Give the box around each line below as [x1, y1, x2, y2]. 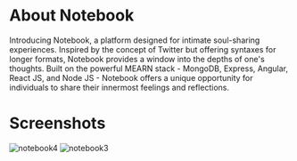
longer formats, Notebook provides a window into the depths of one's [9, 53, 265, 64]
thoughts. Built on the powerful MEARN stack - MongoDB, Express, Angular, [9, 63, 288, 74]
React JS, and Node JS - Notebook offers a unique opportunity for [9, 72, 253, 83]
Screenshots [9, 113, 106, 133]
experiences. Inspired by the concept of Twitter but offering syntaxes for [9, 44, 276, 54]
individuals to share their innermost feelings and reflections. [9, 82, 230, 93]
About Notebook [9, 5, 135, 26]
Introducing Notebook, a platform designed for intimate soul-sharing [9, 35, 260, 45]
